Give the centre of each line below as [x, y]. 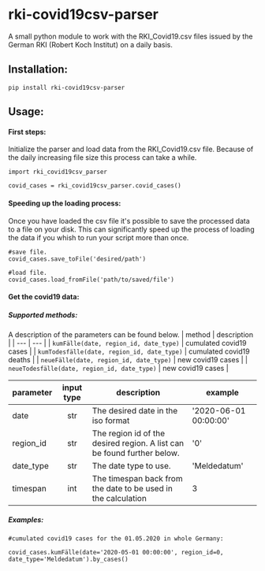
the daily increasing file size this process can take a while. [103, 158]
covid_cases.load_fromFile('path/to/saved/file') [91, 280]
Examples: [26, 519]
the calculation [119, 499]
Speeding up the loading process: [65, 203]
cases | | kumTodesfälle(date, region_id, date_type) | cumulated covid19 [129, 351]
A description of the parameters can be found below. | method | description [131, 335]
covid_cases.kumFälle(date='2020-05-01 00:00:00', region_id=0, [116, 553]
